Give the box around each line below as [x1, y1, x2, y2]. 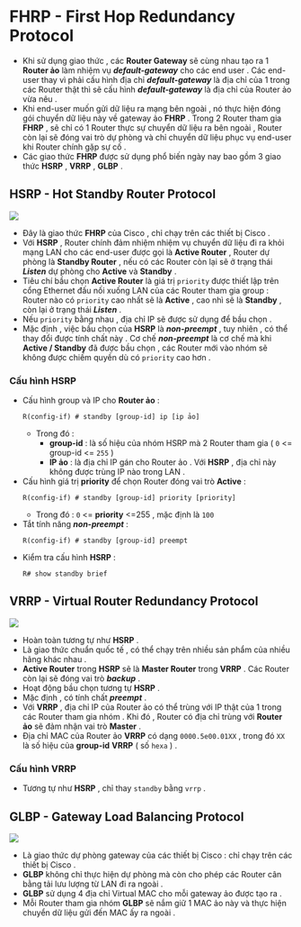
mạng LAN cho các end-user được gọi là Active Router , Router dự [22, 246, 270, 258]
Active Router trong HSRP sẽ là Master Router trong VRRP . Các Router [22, 663, 290, 674]
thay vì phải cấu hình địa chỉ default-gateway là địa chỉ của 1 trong [40, 74, 290, 85]
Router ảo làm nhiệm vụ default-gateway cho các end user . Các [22, 65, 267, 76]
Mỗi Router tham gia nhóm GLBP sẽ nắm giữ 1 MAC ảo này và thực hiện [22, 897, 288, 908]
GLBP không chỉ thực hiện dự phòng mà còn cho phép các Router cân [22, 868, 282, 879]
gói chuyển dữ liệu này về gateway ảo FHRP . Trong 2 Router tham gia [22, 113, 282, 123]
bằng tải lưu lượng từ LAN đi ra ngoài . [22, 878, 164, 889]
